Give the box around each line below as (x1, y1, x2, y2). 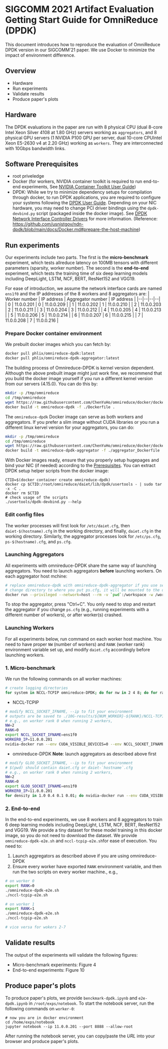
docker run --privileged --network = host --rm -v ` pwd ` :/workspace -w (5, 592, 153, 597)
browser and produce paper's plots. (5, 1038, 79, 1044)
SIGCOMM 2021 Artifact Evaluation (5, 4, 154, 15)
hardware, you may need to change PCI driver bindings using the (12, 205, 146, 211)
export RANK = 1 (5, 906, 35, 911)
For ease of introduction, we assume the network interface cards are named (5, 285, 162, 292)
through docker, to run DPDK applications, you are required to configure (12, 194, 161, 200)
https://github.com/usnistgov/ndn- (12, 221, 84, 227)
